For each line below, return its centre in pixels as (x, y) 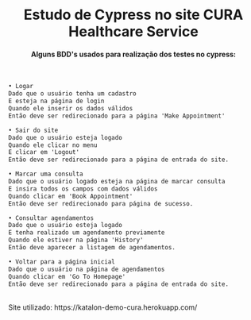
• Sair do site (33, 130)
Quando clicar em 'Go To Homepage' (67, 276)
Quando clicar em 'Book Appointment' (71, 196)
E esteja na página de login (56, 101)
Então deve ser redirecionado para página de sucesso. (101, 203)
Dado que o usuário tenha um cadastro (72, 94)
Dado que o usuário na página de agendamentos (87, 269)
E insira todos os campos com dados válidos (83, 189)
